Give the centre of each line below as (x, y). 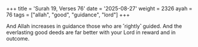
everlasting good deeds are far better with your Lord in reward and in (91, 32)
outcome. (18, 38)
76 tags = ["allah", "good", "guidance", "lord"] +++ (68, 15)
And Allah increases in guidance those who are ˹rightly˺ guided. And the (94, 26)
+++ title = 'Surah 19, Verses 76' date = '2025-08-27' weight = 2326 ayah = (99, 9)
